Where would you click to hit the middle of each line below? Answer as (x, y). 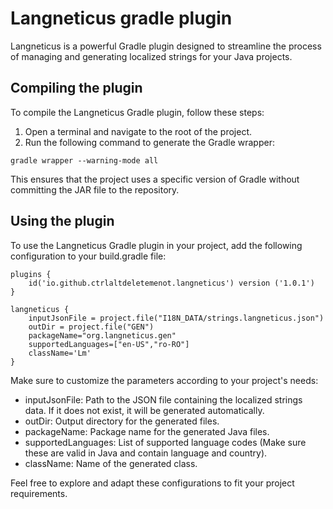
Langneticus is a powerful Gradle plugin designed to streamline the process (166, 46)
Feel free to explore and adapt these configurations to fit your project (152, 483)
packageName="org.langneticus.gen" (102, 335)
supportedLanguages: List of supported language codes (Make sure (165, 442)
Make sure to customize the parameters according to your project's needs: (164, 380)
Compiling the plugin (76, 88)
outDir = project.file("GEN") (91, 327)
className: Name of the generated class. (111, 463)
